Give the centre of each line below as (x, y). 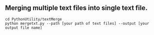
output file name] (24, 28)
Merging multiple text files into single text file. (76, 8)
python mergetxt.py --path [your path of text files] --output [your (77, 23)
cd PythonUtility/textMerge (34, 19)
